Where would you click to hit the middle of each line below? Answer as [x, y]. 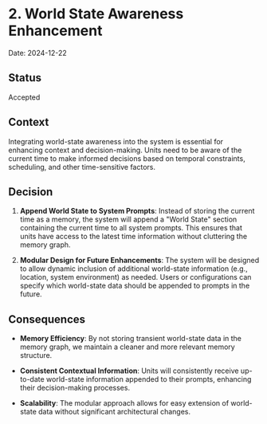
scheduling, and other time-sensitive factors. [82, 167]
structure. [36, 355]
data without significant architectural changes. [115, 412]
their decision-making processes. [75, 388]
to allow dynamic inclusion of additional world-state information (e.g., [134, 269]
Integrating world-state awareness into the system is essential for [116, 141]
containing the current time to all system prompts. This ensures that [131, 228]
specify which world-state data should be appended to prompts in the [135, 286]
